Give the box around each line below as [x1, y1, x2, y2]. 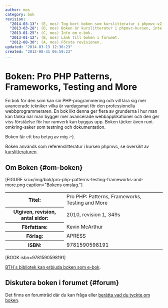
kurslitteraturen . [5, 149, 38, 155]
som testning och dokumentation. [36, 124, 106, 130]
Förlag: [26, 233, 43, 240]
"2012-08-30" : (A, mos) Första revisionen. [9, 40, 101, 45]
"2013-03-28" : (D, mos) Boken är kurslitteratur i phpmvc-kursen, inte [9, 26, 162, 31]
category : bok [5, 12, 35, 17]
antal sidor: [20, 214, 48, 221]
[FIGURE [5, 177, 23, 183]
